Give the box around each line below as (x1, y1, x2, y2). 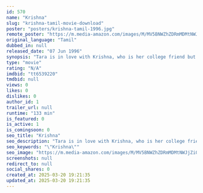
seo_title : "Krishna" (6, 132, 61, 139)
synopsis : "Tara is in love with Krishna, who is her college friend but (6, 54, 196, 60)
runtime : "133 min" (6, 110, 56, 116)
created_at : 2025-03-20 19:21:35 (6, 172, 91, 178)
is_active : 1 (6, 122, 39, 128)
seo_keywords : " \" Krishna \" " (6, 143, 80, 150)
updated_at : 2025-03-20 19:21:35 (6, 178, 91, 184)
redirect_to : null (6, 161, 53, 167)
